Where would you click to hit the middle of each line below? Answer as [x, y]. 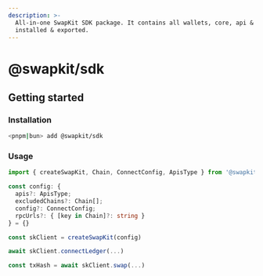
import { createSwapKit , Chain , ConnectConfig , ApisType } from [115, 172]
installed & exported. [52, 30]
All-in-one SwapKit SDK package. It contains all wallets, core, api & [135, 23]
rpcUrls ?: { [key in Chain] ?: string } [80, 216]
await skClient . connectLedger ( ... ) [66, 252]
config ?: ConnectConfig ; [56, 209]
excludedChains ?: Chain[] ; [59, 202]
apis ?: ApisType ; [43, 194]
